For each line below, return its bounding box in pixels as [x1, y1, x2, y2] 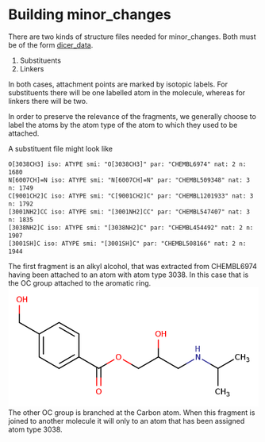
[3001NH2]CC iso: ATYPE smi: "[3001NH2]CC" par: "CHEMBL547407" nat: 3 [8, 208, 250, 216]
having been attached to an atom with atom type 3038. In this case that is [8, 270, 249, 279]
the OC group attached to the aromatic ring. [8, 278, 152, 287]
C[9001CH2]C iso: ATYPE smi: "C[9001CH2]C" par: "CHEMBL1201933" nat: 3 [8, 192, 254, 200]
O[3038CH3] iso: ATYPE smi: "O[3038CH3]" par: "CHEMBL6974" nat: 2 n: [8, 160, 247, 168]
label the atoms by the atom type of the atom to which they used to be [8, 120, 238, 129]
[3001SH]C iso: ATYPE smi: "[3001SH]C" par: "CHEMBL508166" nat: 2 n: [8, 240, 247, 248]
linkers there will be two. [8, 96, 88, 106]
